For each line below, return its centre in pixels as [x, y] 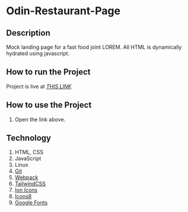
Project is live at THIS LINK [39, 86]
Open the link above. [40, 119]
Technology [29, 138]
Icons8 [23, 197]
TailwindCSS [30, 184]
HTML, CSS [29, 152]
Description [28, 33]
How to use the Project [49, 105]
